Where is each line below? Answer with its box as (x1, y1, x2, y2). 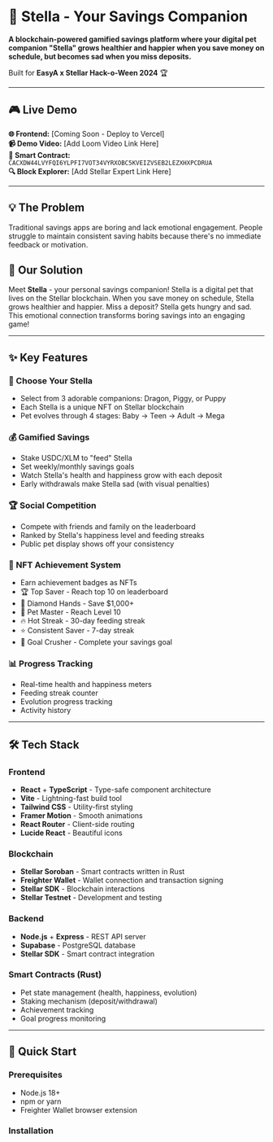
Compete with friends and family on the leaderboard (19, 521, 197, 532)
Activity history (19, 706, 71, 715)
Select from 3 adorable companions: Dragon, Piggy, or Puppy (19, 394, 227, 404)
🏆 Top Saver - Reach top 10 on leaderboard (19, 586, 168, 597)
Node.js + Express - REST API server (19, 931, 146, 941)
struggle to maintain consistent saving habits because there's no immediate (8, 231, 262, 241)
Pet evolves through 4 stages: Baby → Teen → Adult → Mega (19, 411, 225, 421)
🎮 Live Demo (8, 103, 77, 117)
